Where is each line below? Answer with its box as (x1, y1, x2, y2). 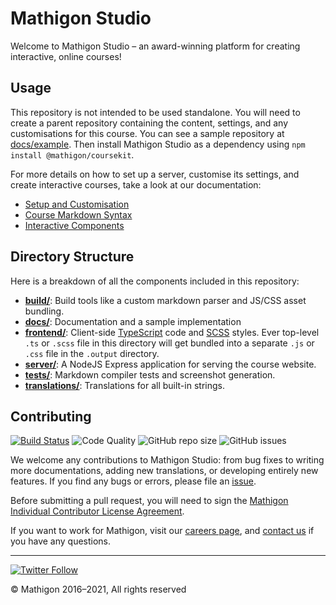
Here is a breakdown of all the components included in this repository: (10, 275, 300, 287)
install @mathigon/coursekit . (10, 148, 135, 161)
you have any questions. (10, 535, 112, 547)
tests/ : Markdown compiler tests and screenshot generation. (24, 368, 276, 381)
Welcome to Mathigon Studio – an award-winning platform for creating (10, 40, 301, 52)
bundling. (24, 305, 65, 317)
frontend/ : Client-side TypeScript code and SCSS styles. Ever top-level (24, 326, 320, 338)
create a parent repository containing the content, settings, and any (10, 117, 289, 129)
